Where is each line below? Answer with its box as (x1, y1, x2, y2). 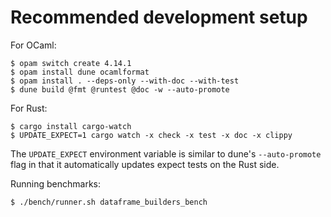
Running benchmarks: (10, 177, 102, 190)
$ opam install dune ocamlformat (10, 67, 150, 77)
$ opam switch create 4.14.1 (10, 58, 132, 68)
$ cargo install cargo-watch (10, 121, 132, 131)
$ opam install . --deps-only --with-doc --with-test (10, 76, 240, 86)
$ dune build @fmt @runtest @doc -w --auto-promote (10, 84, 230, 95)
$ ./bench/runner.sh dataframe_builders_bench (10, 197, 208, 207)
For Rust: (10, 102, 48, 114)
